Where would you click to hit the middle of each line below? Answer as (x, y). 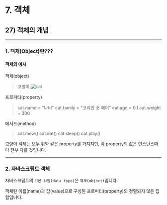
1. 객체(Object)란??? (29, 51)
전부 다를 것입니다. (28, 150)
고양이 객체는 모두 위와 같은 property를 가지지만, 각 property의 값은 (71, 144)
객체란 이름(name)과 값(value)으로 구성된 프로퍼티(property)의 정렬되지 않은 (80, 191)
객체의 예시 (16, 64)
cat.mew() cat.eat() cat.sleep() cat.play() (59, 134)
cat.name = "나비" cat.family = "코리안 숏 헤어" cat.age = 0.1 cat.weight (89, 108)
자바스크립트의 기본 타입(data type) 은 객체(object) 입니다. (62, 181)
